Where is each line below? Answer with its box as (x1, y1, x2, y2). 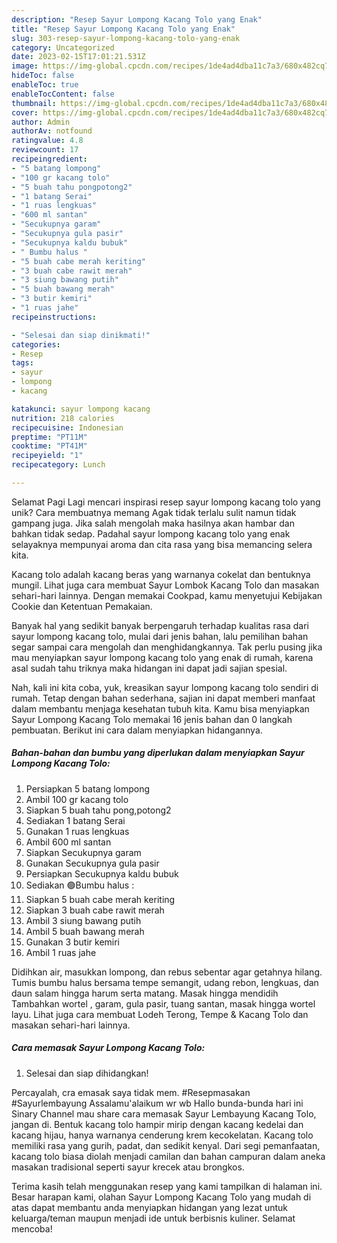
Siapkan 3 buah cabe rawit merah (25, 904, 165, 916)
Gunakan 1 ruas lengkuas (25, 825, 130, 837)
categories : (11, 339, 61, 350)
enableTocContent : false (11, 89, 115, 99)
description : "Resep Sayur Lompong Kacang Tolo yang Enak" (11, 14, 263, 25)
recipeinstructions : (11, 312, 98, 322)
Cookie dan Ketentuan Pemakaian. (11, 600, 153, 612)
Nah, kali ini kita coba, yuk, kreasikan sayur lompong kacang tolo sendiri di (11, 681, 319, 693)
